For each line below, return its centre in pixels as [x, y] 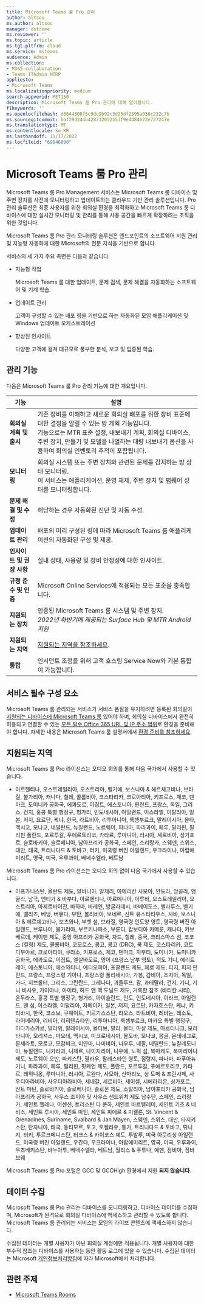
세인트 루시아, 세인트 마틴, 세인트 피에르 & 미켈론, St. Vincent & [103, 1112]
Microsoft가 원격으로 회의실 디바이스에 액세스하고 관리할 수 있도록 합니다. [101, 1215]
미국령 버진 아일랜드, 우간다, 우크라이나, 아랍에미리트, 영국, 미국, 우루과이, [110, 1143]
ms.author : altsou [29, 23]
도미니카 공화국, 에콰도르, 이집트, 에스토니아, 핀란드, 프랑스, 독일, [105, 805]
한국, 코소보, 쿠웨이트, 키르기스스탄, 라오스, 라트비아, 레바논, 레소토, [113, 1013]
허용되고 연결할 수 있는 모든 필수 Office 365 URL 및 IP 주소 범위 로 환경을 [93, 724]
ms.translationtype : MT [36, 125]
